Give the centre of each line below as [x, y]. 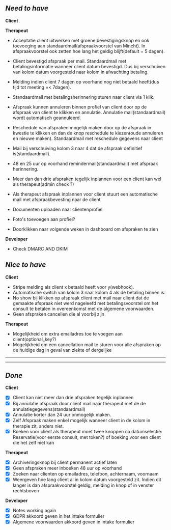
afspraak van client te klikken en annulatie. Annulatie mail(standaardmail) [89, 112]
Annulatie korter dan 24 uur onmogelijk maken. [62, 414]
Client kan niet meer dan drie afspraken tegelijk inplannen [73, 398]
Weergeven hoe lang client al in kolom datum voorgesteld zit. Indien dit [87, 479]
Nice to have [26, 265]
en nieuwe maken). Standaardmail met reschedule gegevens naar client [88, 138]
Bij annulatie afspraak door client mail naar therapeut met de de [79, 403]
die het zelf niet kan [33, 442]
